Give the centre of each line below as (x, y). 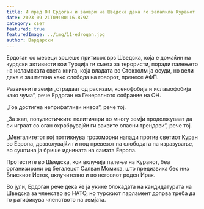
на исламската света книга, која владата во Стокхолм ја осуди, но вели (100, 70)
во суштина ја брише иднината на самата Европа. (71, 150)
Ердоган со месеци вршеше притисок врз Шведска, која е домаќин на (99, 58)
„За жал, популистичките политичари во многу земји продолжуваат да (99, 119)
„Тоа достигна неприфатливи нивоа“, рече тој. (66, 107)
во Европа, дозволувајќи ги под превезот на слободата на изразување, (100, 143)
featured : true (26, 29)
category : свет (26, 23)
